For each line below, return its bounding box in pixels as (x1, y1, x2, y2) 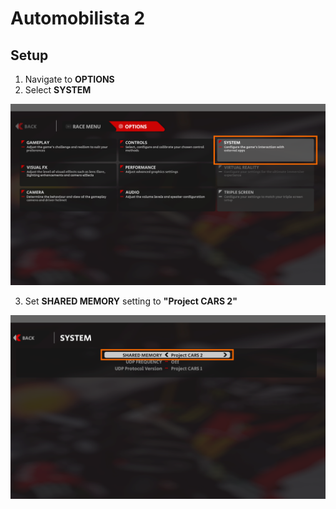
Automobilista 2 (10, 7, 146, 30)
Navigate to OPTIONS (24, 73, 115, 85)
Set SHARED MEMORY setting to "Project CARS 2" (24, 295, 238, 307)
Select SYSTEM (24, 84, 92, 96)
